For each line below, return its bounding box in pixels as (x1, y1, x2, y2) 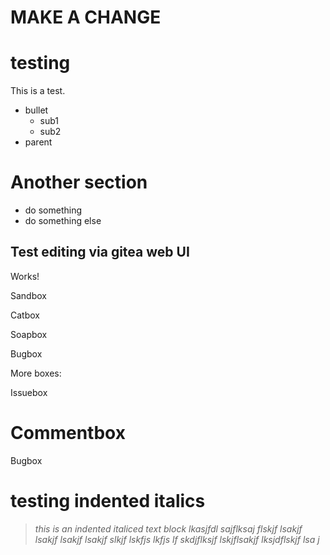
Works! (10, 270, 40, 282)
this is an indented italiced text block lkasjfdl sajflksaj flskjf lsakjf (34, 522, 303, 535)
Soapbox (10, 328, 48, 340)
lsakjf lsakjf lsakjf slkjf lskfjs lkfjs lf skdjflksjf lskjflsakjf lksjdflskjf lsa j (34, 533, 320, 545)
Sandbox (10, 289, 47, 301)
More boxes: (10, 367, 62, 379)
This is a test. (10, 85, 66, 97)
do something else (24, 215, 102, 227)
